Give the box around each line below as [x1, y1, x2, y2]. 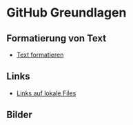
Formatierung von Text [6, 32, 107, 44]
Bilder [6, 109, 32, 121]
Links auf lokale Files [16, 88, 76, 97]
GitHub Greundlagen [6, 5, 127, 21]
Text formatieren [16, 50, 64, 59]
